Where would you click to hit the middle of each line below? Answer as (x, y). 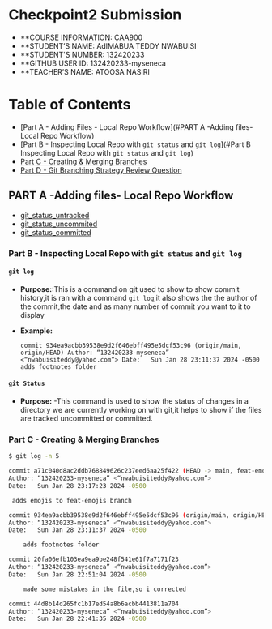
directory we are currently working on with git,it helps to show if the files (141, 410)
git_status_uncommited (59, 224)
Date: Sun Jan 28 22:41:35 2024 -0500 (78, 619)
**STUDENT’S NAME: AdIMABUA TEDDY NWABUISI (108, 45)
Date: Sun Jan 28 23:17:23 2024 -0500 (78, 486)
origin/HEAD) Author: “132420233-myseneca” (95, 353)
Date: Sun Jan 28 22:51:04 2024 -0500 (78, 574)
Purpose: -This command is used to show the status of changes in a (134, 401)
